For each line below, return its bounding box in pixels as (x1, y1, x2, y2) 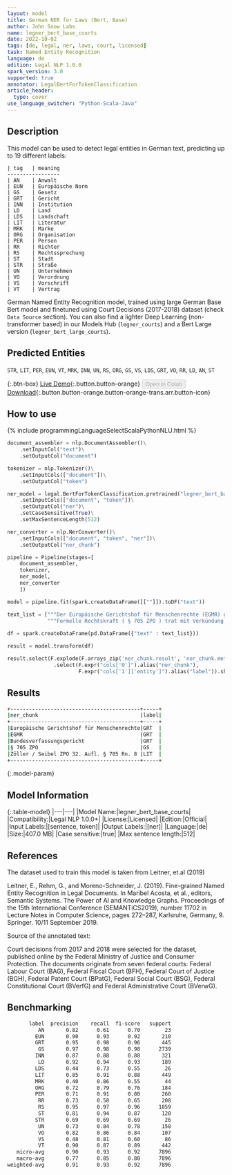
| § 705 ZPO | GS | (7, 744, 162, 751)
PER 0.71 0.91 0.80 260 (35, 1091, 171, 1098)
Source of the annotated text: (7, 932, 91, 940)
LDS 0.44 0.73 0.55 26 (35, 1065, 171, 1072)
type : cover (13, 94, 48, 101)
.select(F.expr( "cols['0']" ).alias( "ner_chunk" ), (53, 661, 199, 668)
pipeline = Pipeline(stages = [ (7, 554, 95, 561)
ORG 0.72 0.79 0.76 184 (35, 1084, 171, 1091)
